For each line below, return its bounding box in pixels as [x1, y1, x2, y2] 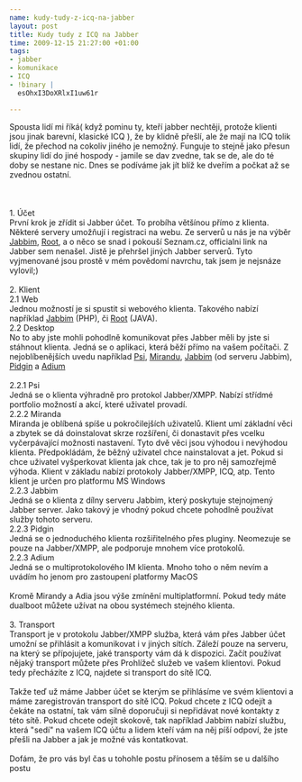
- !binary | [9, 80, 54, 89]
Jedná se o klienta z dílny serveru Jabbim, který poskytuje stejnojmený [9, 495, 273, 505]
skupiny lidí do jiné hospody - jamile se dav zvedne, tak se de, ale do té [9, 150, 275, 160]
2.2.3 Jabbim [9, 485, 59, 496]
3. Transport [9, 619, 56, 630]
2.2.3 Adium [9, 551, 55, 563]
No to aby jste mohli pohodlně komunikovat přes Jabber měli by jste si [9, 332, 270, 342]
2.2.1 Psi [9, 379, 41, 390]
